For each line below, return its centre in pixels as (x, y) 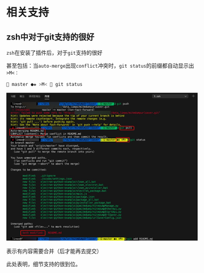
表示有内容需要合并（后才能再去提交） (54, 251)
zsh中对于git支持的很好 (50, 37)
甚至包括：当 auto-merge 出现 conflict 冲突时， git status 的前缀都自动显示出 (100, 66)
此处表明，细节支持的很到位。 (43, 264)
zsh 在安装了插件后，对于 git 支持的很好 (54, 53)
